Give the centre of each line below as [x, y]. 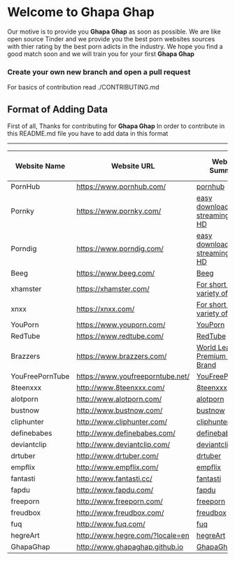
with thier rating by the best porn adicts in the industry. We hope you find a [115, 46]
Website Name [40, 166]
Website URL [133, 166]
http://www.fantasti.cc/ [114, 478]
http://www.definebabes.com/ [126, 433]
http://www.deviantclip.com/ [123, 445]
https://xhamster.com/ [113, 289]
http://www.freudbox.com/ [120, 513]
